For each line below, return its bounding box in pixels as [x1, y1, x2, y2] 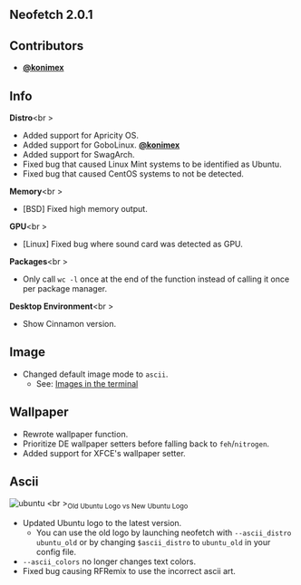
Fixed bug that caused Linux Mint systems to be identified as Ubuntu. [22, 158, 283, 170]
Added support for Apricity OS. [22, 130, 139, 141]
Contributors [9, 38, 84, 53]
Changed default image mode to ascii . [22, 369, 169, 379]
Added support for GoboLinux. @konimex [22, 139, 180, 150]
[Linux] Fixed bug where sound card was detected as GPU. [22, 239, 243, 250]
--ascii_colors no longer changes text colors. [22, 556, 197, 567]
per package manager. [22, 283, 107, 294]
